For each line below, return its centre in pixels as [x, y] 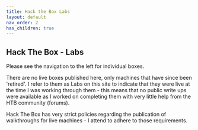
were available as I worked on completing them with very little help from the [99, 97]
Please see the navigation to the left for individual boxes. [75, 66]
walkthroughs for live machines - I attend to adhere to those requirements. [97, 121]
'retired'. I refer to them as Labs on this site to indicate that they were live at [98, 84]
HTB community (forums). [38, 103]
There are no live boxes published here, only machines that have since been [99, 78]
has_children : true [30, 28]
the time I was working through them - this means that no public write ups [96, 90]
